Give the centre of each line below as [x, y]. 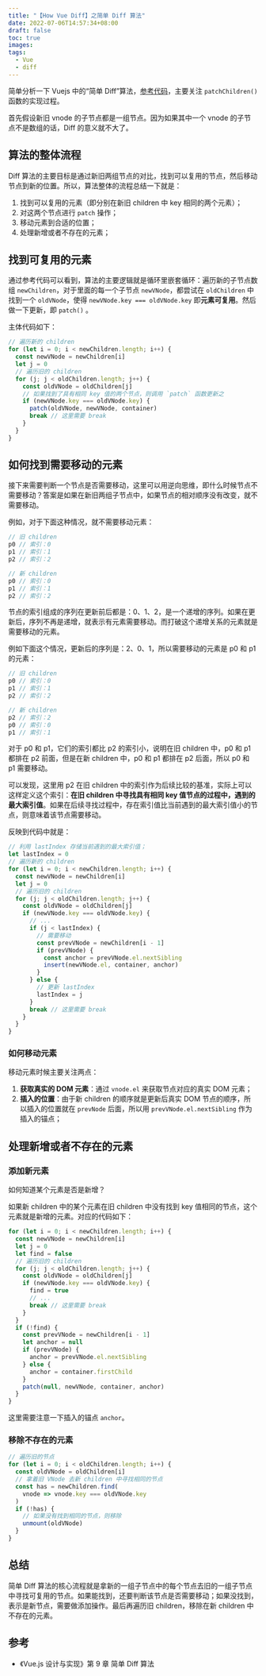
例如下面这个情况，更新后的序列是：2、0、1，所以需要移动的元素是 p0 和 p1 [132, 649]
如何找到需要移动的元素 [65, 465]
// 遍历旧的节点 [31, 1457]
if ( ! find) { [37, 1327]
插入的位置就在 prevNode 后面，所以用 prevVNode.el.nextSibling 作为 [139, 1109]
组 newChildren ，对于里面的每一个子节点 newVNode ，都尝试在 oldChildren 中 [131, 290]
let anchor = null [53, 1342]
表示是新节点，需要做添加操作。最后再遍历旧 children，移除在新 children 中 [131, 1605]
